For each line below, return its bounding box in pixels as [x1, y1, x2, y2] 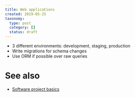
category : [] [9, 25, 36, 30]
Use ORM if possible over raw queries [12, 53, 88, 59]
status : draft [9, 30, 38, 34]
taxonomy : [5, 16, 25, 21]
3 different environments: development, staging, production [12, 43, 131, 48]
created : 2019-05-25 [5, 12, 47, 16]
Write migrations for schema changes [12, 48, 87, 54]
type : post [9, 20, 31, 26]
